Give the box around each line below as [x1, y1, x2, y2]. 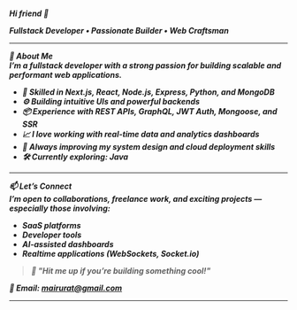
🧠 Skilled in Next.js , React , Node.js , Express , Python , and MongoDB [21, 86, 276, 97]
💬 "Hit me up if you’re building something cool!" [30, 265, 211, 275]
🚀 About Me [9, 50, 53, 61]
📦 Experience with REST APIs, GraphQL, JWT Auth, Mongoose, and [21, 105, 278, 116]
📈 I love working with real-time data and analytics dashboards [21, 128, 260, 139]
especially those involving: [9, 203, 110, 213]
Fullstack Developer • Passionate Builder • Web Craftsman [9, 25, 230, 35]
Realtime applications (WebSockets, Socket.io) [21, 248, 200, 259]
